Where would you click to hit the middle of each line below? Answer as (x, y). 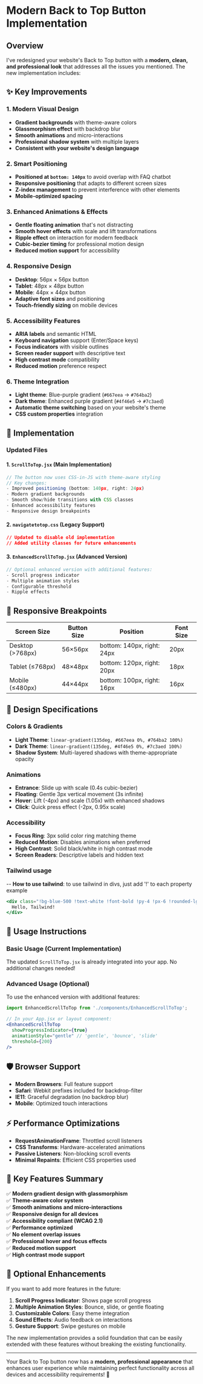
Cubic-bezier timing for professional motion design (79, 244)
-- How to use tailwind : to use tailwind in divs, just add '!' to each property (99, 884)
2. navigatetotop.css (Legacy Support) (56, 525)
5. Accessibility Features (43, 321)
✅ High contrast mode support (46, 1255)
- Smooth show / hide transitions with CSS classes (70, 500)
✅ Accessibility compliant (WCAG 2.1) (55, 1220)
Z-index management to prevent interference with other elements (97, 189)
